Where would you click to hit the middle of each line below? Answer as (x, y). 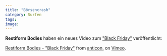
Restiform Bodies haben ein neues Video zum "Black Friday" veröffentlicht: (84, 38)
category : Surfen (23, 15)
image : (12, 24)
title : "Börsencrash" (28, 10)
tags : (11, 19)
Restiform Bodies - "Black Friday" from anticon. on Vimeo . (66, 48)
